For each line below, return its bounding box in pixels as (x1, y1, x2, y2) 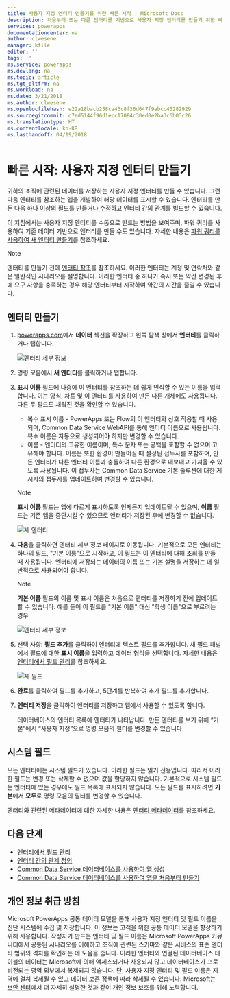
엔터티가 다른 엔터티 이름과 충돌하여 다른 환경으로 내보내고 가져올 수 (34, 458, 216, 466)
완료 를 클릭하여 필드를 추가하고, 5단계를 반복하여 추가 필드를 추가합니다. (16, 687, 209, 695)
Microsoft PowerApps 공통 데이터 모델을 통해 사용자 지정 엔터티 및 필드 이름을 (7, 915, 218, 923)
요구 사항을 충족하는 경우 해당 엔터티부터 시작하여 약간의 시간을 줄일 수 (14, 281, 203, 289)
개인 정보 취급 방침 (7, 896, 80, 907)
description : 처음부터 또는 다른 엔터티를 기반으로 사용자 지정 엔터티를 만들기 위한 (7, 16, 216, 23)
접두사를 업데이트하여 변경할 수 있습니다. (45, 475, 154, 483)
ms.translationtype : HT (7, 118, 75, 126)
